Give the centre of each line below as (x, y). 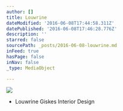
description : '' (27, 34)
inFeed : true (23, 51)
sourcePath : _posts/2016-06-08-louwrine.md (62, 46)
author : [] (20, 12)
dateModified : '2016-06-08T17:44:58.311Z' (60, 23)
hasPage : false (25, 57)
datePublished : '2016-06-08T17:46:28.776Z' (62, 29)
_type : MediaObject (31, 68)
